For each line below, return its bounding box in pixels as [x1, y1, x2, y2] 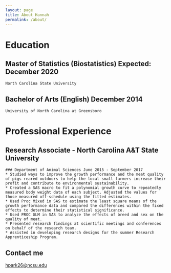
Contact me [5, 248, 44, 257]
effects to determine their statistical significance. [5, 208, 125, 213]
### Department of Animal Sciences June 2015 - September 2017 [5, 167, 143, 173]
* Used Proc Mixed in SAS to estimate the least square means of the [5, 199, 157, 204]
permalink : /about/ [5, 17, 47, 22]
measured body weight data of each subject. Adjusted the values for [5, 190, 157, 195]
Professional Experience [5, 125, 112, 137]
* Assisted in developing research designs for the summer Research [5, 230, 155, 236]
